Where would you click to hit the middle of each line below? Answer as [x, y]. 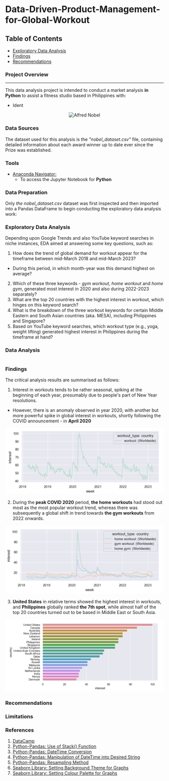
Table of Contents [34, 39]
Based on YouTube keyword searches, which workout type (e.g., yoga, [86, 326]
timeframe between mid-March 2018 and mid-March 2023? [74, 259]
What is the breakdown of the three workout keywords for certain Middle [88, 310]
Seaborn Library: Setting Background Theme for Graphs [70, 768]
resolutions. [25, 401]
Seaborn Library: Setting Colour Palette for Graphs [65, 773]
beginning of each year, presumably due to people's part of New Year [85, 395]
